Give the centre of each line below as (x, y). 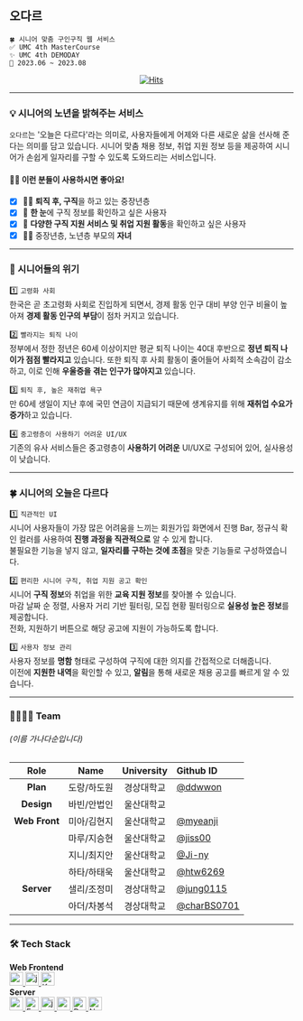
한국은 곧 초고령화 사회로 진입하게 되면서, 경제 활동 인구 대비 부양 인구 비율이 (144, 304)
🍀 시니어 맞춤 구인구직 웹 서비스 (62, 39)
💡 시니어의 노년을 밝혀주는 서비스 (77, 113)
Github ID (197, 771)
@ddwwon (199, 787)
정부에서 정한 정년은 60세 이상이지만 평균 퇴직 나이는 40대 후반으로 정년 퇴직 (144, 348)
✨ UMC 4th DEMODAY (45, 55)
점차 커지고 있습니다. (143, 315)
